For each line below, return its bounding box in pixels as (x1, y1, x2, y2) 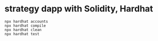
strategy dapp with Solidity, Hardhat (4, 3, 153, 14)
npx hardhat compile (4, 23, 47, 28)
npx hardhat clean (4, 27, 42, 32)
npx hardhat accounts (4, 19, 48, 24)
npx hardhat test (4, 31, 40, 36)
